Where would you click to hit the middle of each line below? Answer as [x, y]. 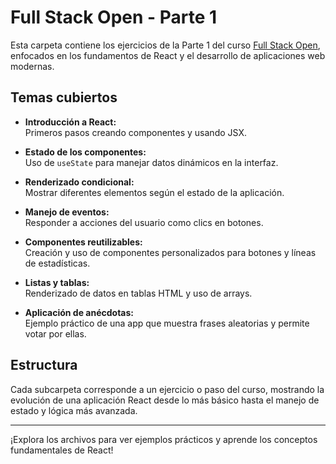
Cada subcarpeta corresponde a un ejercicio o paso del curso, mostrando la [167, 389]
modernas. [32, 66]
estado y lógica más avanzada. [74, 410]
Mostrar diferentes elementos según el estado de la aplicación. [154, 192]
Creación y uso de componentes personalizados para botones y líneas [170, 252]
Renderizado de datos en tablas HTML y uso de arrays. [138, 293]
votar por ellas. [55, 333]
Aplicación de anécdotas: [79, 312]
